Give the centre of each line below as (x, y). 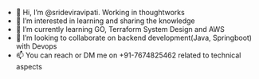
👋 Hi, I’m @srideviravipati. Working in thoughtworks (100, 12)
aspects (29, 67)
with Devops (36, 46)
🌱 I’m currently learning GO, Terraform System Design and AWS (120, 29)
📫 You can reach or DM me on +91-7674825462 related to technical (128, 55)
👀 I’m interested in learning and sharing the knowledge (105, 21)
